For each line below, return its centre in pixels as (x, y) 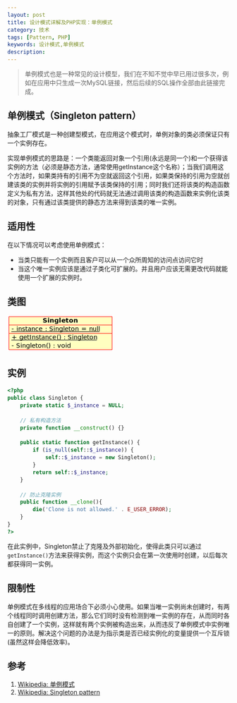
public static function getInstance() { (80, 443)
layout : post (26, 15)
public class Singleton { (45, 398)
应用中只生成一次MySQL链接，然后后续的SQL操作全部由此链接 (128, 82)
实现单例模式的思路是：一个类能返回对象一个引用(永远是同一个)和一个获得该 (118, 158)
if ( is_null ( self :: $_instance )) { (83, 450)
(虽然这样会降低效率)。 (41, 642)
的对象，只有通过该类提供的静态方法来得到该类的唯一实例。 (94, 202)
